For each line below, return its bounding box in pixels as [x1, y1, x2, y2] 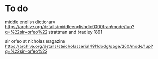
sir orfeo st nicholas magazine [5, 38, 65, 44]
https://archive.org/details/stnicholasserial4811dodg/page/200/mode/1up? [5, 43, 153, 49]
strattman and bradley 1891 [48, 29, 103, 35]
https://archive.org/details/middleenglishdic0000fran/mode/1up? [5, 24, 135, 29]
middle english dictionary [5, 19, 56, 24]
